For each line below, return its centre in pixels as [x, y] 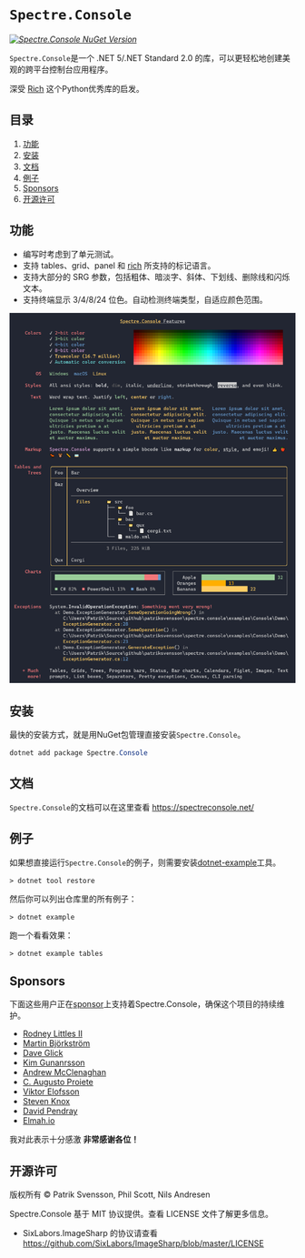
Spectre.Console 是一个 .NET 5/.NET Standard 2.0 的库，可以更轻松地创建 [146, 57]
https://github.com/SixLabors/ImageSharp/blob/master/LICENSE [143, 1243]
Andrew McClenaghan [64, 1072]
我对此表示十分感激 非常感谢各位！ [74, 1140]
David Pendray [50, 1111]
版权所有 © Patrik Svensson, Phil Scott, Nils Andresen [110, 1194]
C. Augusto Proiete [58, 1082]
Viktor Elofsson [51, 1092]
